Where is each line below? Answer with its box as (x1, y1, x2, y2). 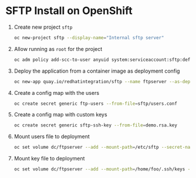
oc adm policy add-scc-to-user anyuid (13, 57, 109, 63)
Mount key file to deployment (13, 155, 85, 162)
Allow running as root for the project (13, 45, 103, 52)
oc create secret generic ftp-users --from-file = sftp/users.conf (13, 101, 177, 107)
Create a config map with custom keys (13, 111, 107, 118)
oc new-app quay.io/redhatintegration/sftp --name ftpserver (13, 78, 167, 84)
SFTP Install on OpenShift (5, 4, 133, 18)
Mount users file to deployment (13, 133, 90, 140)
